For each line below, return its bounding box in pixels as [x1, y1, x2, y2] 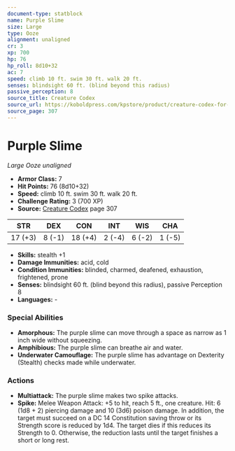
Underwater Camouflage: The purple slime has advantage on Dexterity [17, 350, 225, 359]
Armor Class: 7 [17, 174, 62, 182]
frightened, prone [17, 273, 69, 281]
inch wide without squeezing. [17, 336, 103, 344]
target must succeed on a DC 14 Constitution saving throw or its [17, 414, 201, 422]
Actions [7, 375, 35, 385]
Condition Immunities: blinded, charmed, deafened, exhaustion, [17, 265, 204, 273]
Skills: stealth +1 [17, 250, 66, 259]
